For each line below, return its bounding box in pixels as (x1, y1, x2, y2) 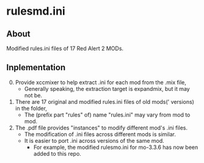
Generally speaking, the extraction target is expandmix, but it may (24, 85, 191, 92)
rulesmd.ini (6, 4, 65, 18)
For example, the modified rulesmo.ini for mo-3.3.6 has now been (33, 143, 199, 151)
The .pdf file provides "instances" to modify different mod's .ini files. (15, 124, 188, 131)
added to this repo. (33, 150, 81, 157)
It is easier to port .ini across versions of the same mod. (24, 137, 165, 144)
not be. (24, 92, 43, 99)
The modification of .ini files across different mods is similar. (24, 130, 176, 138)
